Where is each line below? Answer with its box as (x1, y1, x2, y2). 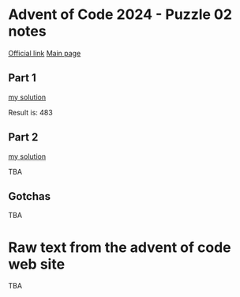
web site (8, 255, 66, 273)
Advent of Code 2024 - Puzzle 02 (8, 6, 233, 24)
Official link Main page (8, 48, 81, 58)
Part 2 (8, 130, 39, 144)
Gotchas (8, 190, 51, 203)
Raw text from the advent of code (8, 239, 231, 256)
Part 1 (8, 71, 37, 85)
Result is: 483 (8, 107, 53, 117)
